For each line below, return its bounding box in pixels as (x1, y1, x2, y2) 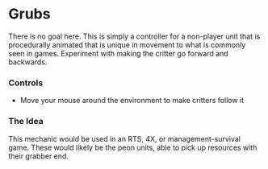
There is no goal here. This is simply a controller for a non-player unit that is (8, 31, 261, 41)
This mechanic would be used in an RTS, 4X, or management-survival (8, 134, 241, 143)
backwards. (8, 57, 48, 67)
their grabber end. (8, 150, 69, 161)
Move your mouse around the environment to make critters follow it (19, 96, 245, 105)
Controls (8, 77, 44, 89)
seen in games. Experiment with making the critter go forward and (8, 48, 228, 58)
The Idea (8, 116, 44, 127)
